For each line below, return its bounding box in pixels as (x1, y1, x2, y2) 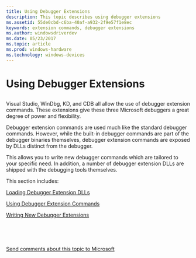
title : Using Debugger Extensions (6, 8, 91, 15)
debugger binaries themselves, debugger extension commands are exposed (6, 137, 190, 144)
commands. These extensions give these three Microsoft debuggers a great (6, 106, 189, 114)
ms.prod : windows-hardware (6, 47, 72, 53)
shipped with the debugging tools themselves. (6, 166, 118, 173)
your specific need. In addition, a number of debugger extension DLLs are (6, 160, 184, 167)
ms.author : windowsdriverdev (6, 30, 77, 36)
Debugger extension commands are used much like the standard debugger (6, 124, 187, 131)
